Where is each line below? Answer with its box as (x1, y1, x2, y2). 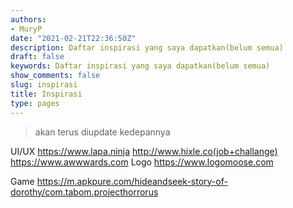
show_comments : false (10, 71, 101, 81)
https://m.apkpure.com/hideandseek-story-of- (36, 175, 228, 187)
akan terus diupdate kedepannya (34, 126, 171, 138)
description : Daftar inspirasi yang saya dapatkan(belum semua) (10, 42, 284, 53)
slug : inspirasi (10, 80, 78, 90)
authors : (10, 14, 47, 25)
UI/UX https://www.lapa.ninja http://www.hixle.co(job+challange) (10, 145, 278, 157)
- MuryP (10, 24, 43, 34)
